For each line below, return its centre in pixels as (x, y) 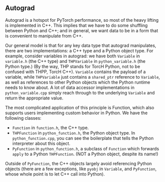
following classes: (23, 118)
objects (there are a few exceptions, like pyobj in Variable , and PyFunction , (81, 169)
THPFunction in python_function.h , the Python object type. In (74, 133)
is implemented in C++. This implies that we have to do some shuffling (76, 25)
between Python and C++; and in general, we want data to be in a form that (82, 30)
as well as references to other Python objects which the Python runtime (78, 82)
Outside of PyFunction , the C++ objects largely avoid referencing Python (79, 163)
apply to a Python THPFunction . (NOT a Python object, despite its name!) (85, 154)
